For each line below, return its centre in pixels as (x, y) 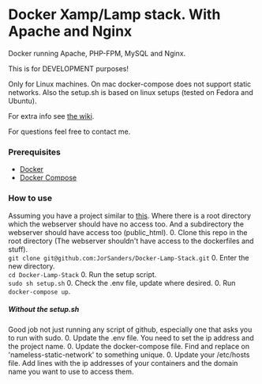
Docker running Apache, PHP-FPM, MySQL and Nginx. (97, 53)
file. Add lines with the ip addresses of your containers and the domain (123, 363)
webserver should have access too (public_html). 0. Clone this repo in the (128, 232)
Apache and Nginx (70, 31)
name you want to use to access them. (71, 371)
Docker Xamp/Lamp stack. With (114, 15)
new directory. (32, 266)
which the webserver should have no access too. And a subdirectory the (126, 224)
